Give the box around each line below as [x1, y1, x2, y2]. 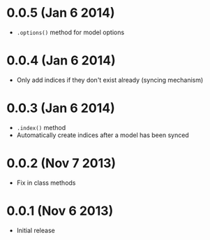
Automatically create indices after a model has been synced [16, 131, 189, 139]
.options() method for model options [16, 28, 125, 36]
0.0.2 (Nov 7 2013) [6, 155, 117, 171]
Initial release [16, 226, 55, 234]
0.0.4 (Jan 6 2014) [6, 52, 116, 69]
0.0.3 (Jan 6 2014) [6, 100, 116, 116]
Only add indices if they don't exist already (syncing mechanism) [16, 76, 204, 84]
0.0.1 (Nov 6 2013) [6, 203, 114, 218]
